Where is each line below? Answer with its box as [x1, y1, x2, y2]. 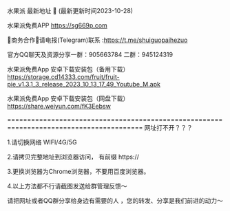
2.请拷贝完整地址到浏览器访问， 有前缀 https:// [7, 153, 139, 161]
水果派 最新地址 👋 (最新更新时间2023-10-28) [7, 7, 133, 14]
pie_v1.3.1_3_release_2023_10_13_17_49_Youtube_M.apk [7, 80, 160, 88]
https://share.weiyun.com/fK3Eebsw [7, 102, 112, 110]
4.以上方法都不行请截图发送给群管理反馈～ [7, 182, 127, 190]
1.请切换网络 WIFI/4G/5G [7, 138, 77, 146]
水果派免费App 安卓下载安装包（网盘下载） [7, 94, 129, 102]
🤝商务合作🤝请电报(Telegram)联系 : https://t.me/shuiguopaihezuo [7, 36, 188, 44]
